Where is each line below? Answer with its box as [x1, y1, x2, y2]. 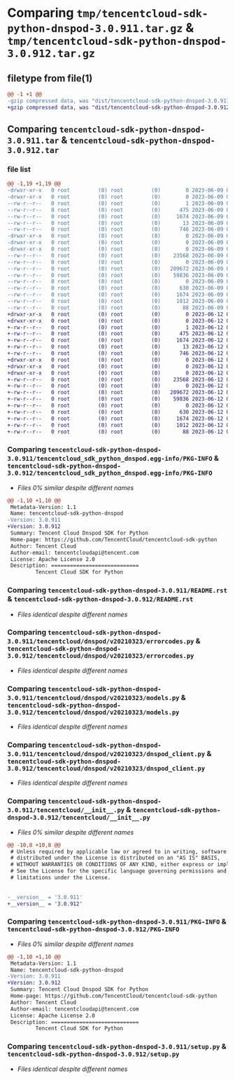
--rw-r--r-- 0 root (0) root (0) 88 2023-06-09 [7, 304, 224, 311]
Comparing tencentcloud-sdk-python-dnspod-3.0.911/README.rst [7, 586, 227, 595]
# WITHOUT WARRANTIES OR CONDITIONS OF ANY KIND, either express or [10, 861, 215, 868]
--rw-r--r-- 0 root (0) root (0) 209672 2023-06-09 [7, 265, 224, 272]
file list [7, 164, 31, 174]
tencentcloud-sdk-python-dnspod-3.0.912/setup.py [7, 1051, 180, 1058]
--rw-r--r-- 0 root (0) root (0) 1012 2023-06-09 [7, 298, 224, 305]
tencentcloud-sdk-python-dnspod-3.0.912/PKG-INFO [7, 926, 180, 933]
